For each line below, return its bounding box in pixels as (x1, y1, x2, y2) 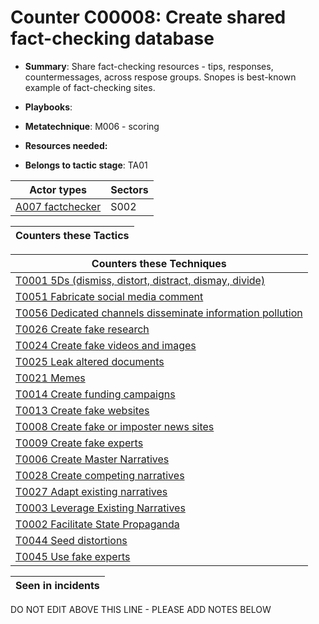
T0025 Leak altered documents (15, 354, 165, 368)
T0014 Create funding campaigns (15, 387, 176, 401)
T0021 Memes (15, 371, 86, 385)
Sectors (110, 182, 149, 196)
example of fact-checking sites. (24, 81, 156, 93)
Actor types (29, 182, 87, 196)
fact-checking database (10, 27, 215, 50)
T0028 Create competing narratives (15, 468, 185, 482)
